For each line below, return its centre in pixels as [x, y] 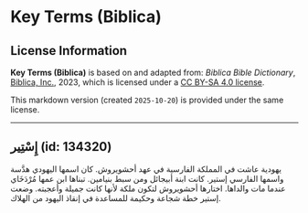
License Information [69, 51]
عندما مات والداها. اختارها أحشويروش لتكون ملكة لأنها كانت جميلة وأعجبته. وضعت [148, 188]
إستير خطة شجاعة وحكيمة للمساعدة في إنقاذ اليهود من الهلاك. [116, 197]
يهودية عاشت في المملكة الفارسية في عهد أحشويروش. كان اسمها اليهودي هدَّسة [146, 169]
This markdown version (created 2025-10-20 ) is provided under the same [147, 100]
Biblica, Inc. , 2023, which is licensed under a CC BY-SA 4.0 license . [138, 82]
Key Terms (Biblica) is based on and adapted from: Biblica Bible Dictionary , [153, 72]
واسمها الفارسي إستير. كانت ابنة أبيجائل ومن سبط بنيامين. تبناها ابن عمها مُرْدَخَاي [147, 178]
